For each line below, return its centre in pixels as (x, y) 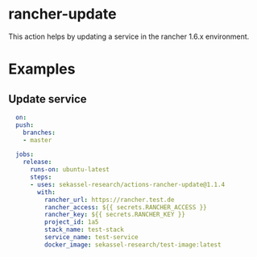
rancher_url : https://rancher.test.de (109, 200)
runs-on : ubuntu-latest (70, 170)
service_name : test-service (91, 238)
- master (37, 140)
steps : (41, 177)
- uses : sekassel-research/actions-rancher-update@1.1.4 (127, 184)
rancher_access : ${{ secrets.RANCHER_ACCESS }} (125, 207)
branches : (39, 133)
